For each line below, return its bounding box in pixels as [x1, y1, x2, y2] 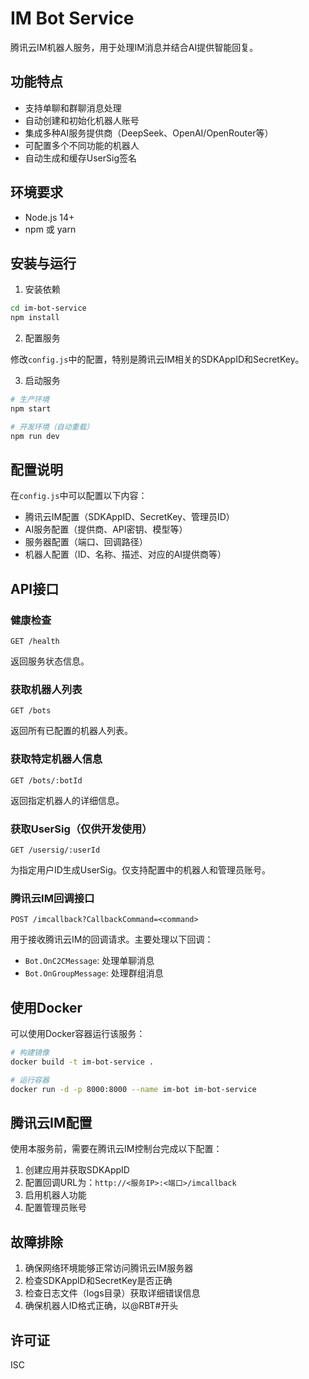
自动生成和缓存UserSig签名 [24, 152, 137, 164]
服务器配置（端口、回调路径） [24, 536, 148, 548]
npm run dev [10, 431, 60, 441]
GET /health [10, 637, 60, 647]
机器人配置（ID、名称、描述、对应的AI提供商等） [24, 548, 227, 561]
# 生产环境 [10, 395, 50, 405]
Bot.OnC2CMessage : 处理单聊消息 [24, 955, 155, 967]
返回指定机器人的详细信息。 [10, 794, 125, 806]
